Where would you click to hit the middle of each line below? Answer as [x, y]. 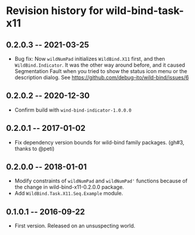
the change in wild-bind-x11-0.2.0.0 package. [69, 187]
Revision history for [55, 11]
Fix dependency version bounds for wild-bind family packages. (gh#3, [99, 142]
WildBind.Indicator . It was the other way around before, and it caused [100, 65]
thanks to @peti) [34, 148]
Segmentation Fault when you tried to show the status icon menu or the [101, 71]
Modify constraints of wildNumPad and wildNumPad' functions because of [101, 181]
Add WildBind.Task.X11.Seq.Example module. [69, 193]
